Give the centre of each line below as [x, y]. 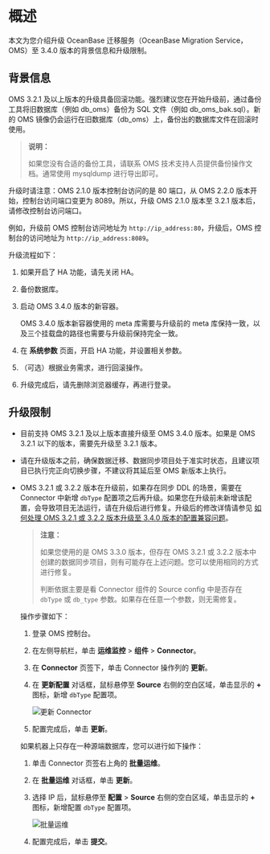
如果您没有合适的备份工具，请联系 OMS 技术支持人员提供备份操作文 [140, 163]
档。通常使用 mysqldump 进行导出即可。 [95, 173]
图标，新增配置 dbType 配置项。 [84, 807]
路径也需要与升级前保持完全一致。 [126, 333]
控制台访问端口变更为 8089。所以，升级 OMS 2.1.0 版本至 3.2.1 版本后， [141, 200]
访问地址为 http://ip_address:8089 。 [91, 237]
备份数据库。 [41, 289]
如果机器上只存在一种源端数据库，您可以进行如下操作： [111, 745]
